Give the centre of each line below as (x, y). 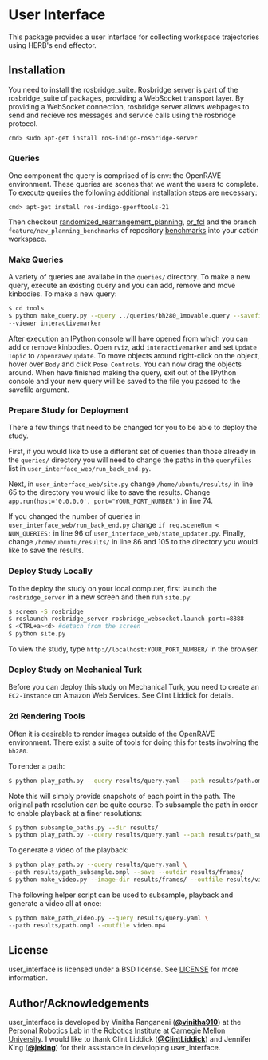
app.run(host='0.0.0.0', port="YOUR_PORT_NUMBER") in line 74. (111, 501)
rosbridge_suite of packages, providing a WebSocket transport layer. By (126, 98)
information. (28, 978)
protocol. (23, 123)
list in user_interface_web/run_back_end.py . (80, 469)
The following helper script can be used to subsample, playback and (121, 895)
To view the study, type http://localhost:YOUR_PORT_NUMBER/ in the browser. (134, 649)
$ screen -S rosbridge (46, 611)
